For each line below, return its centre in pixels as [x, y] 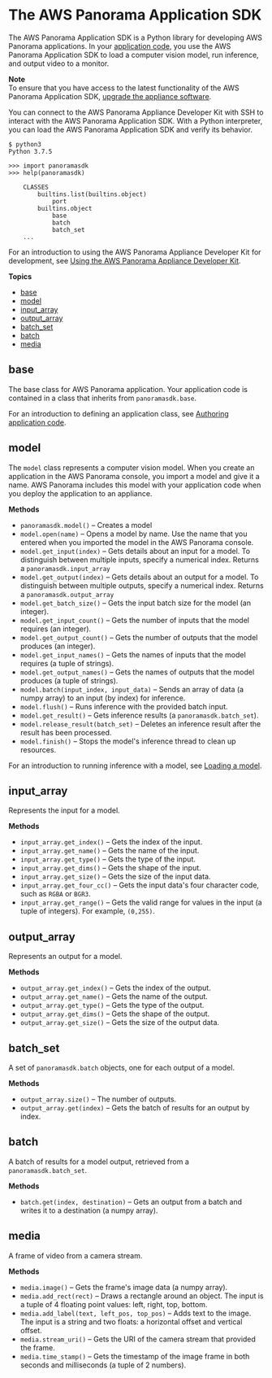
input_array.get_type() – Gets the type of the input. [108, 859]
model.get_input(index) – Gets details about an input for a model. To [135, 551]
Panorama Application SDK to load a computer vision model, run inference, [134, 55]
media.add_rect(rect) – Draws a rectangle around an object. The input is [142, 1296]
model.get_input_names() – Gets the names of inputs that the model [133, 654]
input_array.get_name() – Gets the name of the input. [110, 851]
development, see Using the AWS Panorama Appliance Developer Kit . [125, 260]
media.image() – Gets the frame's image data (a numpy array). [124, 1287]
